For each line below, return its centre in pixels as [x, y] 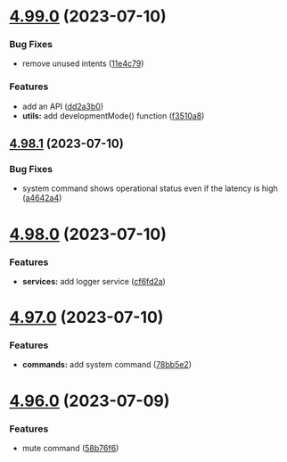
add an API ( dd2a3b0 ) [63, 106]
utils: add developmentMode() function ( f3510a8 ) [113, 115]
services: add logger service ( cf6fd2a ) [94, 281]
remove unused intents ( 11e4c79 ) [83, 63]
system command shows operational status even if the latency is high [150, 188]
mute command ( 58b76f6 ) [70, 448]
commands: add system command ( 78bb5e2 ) [107, 365]
